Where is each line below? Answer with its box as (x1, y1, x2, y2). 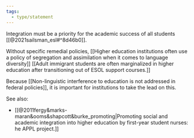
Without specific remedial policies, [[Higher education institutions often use (6, 47, 188, 54)
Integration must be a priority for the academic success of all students (6, 30, 175, 37)
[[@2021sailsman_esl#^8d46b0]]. (6, 36, 87, 43)
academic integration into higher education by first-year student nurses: (14, 119, 189, 126)
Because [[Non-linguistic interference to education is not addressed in (6, 77, 176, 85)
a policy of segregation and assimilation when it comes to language (6, 54, 168, 61)
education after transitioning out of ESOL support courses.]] (6, 66, 151, 73)
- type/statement (11, 14, 54, 20)
